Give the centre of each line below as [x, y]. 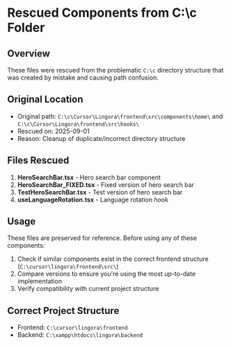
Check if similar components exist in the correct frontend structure [113, 259]
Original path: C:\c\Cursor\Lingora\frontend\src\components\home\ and [120, 116]
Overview [29, 53]
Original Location [45, 99]
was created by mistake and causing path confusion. [83, 77]
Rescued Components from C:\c [102, 13]
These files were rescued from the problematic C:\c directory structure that [115, 70]
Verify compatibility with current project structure [88, 289]
